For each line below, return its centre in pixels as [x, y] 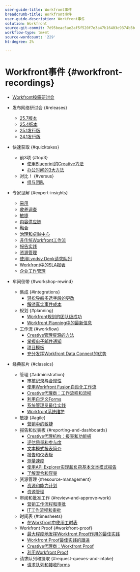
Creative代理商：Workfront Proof [60, 546]
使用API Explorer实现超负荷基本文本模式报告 [72, 467]
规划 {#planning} [36, 310]
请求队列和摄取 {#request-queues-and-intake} [67, 558]
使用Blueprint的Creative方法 [55, 164]
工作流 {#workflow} [39, 329]
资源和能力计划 [42, 485]
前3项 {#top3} [34, 157]
